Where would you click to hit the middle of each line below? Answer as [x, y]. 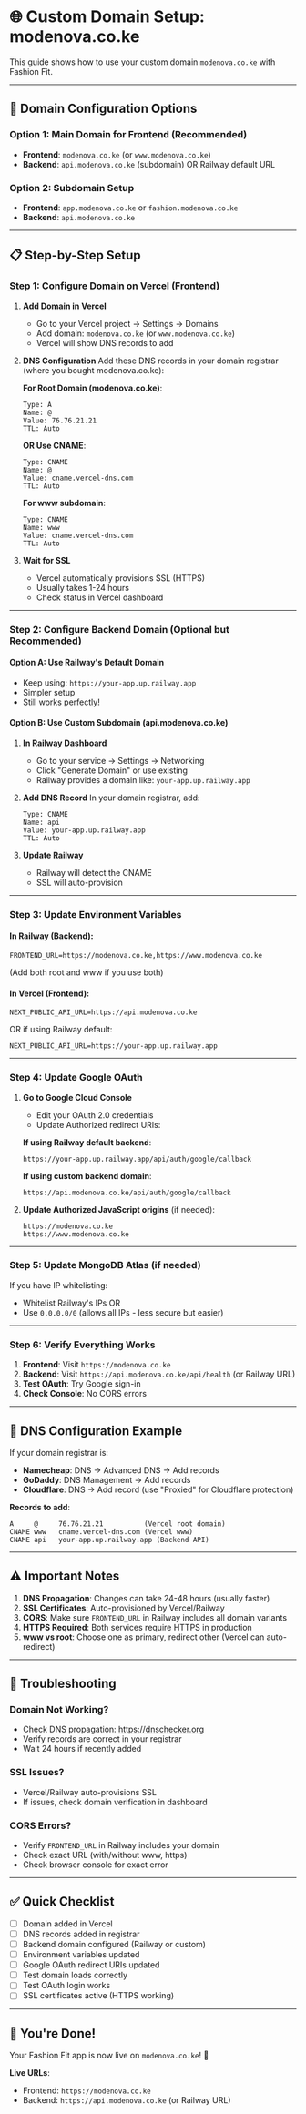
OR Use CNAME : [54, 445]
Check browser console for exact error [95, 1865]
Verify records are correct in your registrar [102, 1739]
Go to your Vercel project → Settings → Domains [127, 323]
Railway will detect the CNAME [94, 872]
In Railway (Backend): [51, 936]
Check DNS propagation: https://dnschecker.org [113, 1729]
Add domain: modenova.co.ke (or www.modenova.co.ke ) [135, 333]
